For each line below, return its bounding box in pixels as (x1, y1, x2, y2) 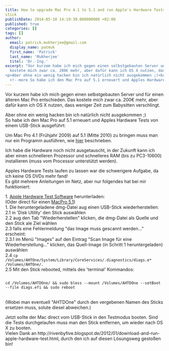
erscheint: (5, 231, 26, 237)
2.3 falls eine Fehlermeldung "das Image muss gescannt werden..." (5, 225, 144, 231)
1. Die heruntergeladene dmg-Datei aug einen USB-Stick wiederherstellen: (5, 204, 159, 210)
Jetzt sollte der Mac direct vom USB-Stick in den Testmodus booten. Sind (5, 314, 158, 320)
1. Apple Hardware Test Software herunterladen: (5, 193, 105, 199)
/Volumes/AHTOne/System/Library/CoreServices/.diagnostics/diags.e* (5, 257, 152, 262)
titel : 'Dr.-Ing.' (10, 59, 49, 64)
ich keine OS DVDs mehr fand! (5, 173, 68, 179)
